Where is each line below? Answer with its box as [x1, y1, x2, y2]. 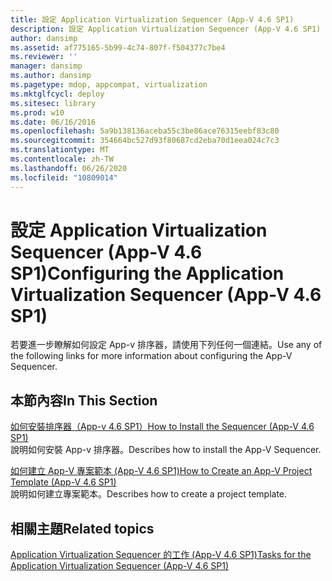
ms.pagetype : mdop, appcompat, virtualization [10, 80, 208, 90]
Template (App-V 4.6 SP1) [10, 476, 117, 488]
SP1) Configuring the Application [10, 262, 285, 285]
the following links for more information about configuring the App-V [10, 350, 293, 362]
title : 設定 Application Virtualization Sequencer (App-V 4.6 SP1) [10, 14, 295, 25]
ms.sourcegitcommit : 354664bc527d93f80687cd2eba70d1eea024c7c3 [10, 136, 280, 146]
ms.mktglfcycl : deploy [10, 89, 105, 99]
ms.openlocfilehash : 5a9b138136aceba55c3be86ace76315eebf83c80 [10, 126, 280, 136]
